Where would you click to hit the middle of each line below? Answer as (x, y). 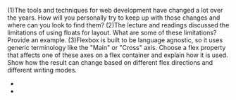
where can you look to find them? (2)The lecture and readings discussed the (118, 25)
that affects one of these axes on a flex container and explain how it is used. (118, 55)
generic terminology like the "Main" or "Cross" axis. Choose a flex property (117, 48)
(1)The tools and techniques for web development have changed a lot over (115, 10)
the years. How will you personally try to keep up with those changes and (114, 18)
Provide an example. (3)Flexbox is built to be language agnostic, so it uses (115, 40)
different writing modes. (42, 70)
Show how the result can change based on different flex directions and (110, 62)
